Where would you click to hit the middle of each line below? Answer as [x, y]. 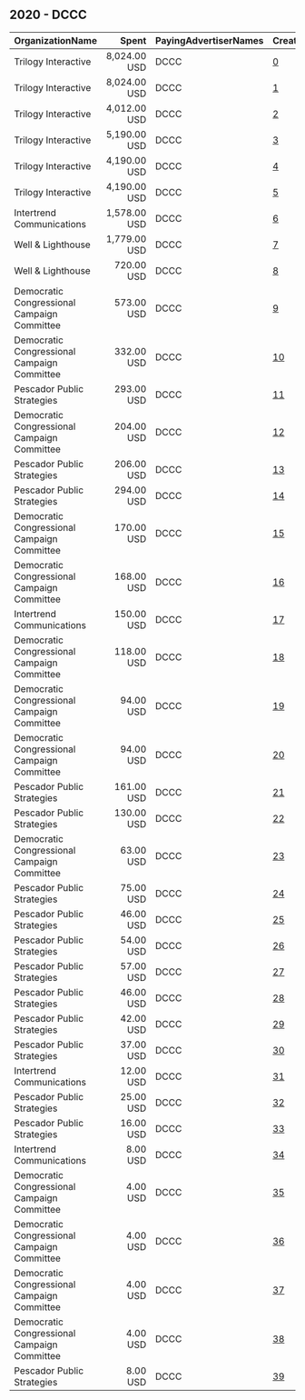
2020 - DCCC [49, 15]
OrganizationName [56, 40]
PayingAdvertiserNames [210, 40]
